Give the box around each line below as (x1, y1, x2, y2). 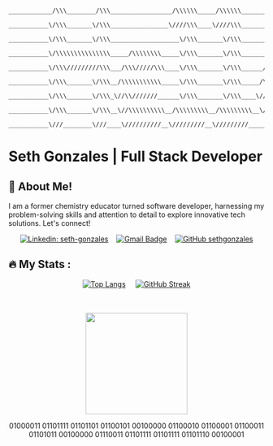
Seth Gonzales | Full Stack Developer (8, 147, 262, 166)
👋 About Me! (8, 180, 73, 193)
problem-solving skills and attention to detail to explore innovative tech (8, 210, 245, 219)
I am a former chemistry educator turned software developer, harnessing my (8, 201, 265, 210)
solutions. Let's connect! (8, 219, 91, 227)
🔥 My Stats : (8, 258, 71, 271)
